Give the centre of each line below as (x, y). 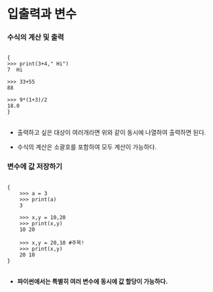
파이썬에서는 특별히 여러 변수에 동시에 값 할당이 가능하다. (92, 281)
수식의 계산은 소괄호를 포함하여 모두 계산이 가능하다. (87, 147)
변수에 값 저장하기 (35, 167)
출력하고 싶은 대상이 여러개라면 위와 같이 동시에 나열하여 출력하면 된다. (111, 133)
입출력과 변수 (42, 14)
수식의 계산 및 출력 (36, 37)
